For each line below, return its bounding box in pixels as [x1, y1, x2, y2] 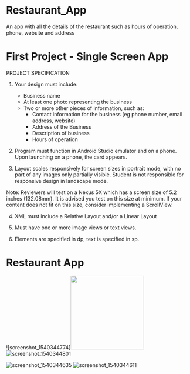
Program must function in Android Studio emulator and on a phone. [14, 147, 177, 154]
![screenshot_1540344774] [6, 343, 71, 350]
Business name [23, 92, 60, 99]
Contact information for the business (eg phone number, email [32, 111, 183, 118]
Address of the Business [32, 123, 92, 130]
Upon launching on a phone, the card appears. [14, 153, 128, 161]
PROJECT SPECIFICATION [6, 69, 70, 76]
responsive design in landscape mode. [14, 177, 108, 184]
